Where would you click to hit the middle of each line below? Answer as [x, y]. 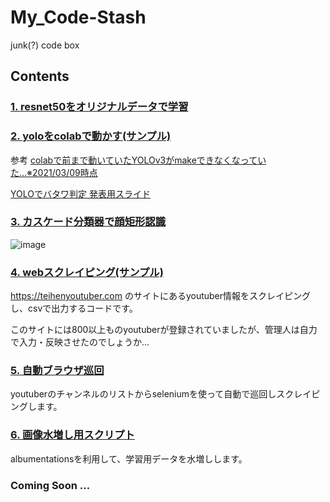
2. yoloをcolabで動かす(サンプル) [91, 136]
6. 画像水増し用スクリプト [72, 435]
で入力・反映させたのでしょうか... [80, 342]
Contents [40, 76]
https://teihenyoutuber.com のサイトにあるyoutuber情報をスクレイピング [161, 296]
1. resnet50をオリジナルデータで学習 [99, 107]
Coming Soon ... [50, 485]
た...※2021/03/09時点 [54, 172]
